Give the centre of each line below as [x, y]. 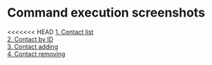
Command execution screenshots [106, 13]
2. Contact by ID [30, 39]
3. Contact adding [33, 46]
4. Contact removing [36, 54]
